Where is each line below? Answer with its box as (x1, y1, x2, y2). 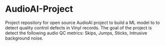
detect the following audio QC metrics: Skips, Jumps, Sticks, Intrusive (5, 30, 148, 36)
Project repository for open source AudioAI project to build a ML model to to (5, 20, 160, 25)
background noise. (5, 35, 44, 41)
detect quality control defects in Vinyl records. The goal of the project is (5, 24, 152, 30)
